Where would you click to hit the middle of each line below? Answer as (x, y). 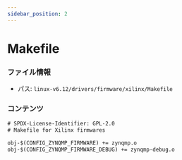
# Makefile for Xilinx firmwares (56, 130)
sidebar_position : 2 (38, 14)
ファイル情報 (29, 72)
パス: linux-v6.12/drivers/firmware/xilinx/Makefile (95, 89)
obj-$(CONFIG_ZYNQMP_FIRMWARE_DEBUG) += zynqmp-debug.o (91, 150)
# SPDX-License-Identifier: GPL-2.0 (61, 124)
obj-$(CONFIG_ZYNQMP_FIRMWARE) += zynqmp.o (72, 143)
